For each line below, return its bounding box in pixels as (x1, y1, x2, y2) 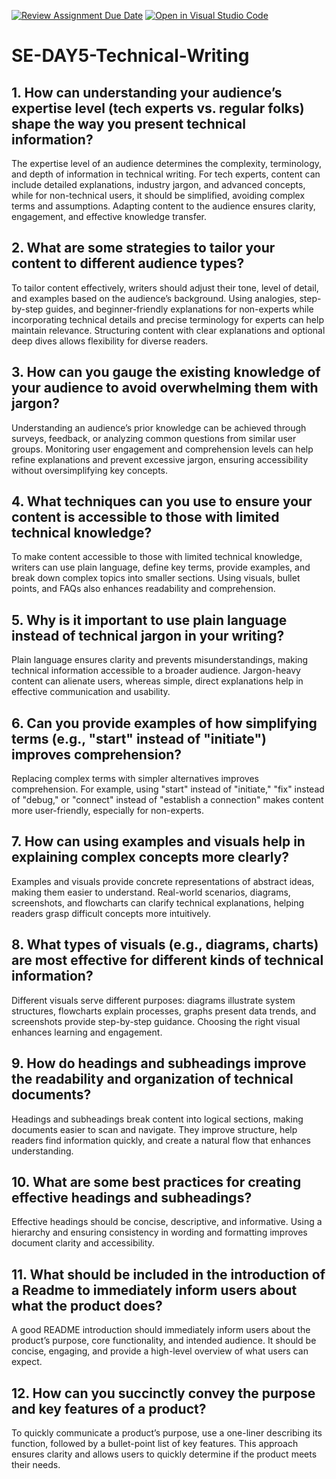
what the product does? (11, 1297, 163, 1314)
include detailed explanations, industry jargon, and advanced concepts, (11, 179, 306, 190)
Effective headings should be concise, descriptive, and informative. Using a (11, 1216, 323, 1228)
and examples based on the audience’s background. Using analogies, (11, 292, 298, 304)
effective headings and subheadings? (11, 1189, 253, 1206)
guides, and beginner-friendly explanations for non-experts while (45, 303, 314, 315)
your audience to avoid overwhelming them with (11, 380, 319, 397)
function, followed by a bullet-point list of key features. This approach (11, 1437, 299, 1449)
